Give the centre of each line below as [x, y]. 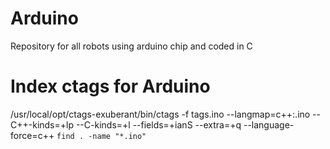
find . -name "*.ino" [101, 136]
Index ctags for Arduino [110, 86]
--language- [269, 124]
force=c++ [32, 135]
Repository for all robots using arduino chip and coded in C [131, 46]
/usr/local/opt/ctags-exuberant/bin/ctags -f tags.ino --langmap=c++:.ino [160, 114]
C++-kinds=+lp [42, 124]
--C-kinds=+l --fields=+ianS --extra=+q [158, 124]
